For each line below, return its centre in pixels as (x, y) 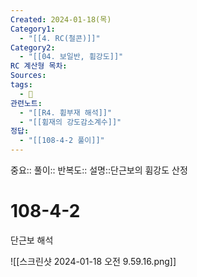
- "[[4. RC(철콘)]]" (60, 38)
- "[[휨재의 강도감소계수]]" (70, 122)
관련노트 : (26, 103)
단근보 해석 (32, 240)
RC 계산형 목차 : (39, 66)
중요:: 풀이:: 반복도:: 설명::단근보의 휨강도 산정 (99, 170)
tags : (21, 85)
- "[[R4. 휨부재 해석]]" (66, 112)
